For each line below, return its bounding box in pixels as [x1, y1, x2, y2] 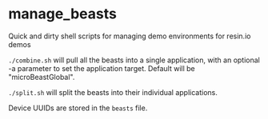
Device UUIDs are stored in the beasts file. [8, 103, 148, 113]
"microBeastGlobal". [8, 72, 75, 81]
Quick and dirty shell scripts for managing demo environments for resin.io [8, 31, 251, 41]
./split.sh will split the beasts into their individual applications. [8, 87, 218, 97]
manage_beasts [8, 5, 118, 23]
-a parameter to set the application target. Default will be [8, 63, 195, 73]
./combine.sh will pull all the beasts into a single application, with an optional [8, 55, 260, 65]
